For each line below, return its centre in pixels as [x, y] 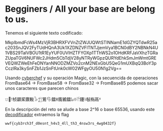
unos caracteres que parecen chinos [42, 88]
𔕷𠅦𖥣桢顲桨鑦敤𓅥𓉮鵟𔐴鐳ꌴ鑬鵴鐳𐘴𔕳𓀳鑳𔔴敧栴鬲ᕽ [53, 99]
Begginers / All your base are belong [80, 9]
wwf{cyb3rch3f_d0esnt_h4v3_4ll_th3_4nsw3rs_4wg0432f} [61, 123]
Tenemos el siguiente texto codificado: [44, 33]
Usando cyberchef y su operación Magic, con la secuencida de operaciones [81, 78]
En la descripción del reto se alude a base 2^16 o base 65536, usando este [80, 109]
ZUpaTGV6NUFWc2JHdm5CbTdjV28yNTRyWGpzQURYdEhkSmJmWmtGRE [81, 58]
